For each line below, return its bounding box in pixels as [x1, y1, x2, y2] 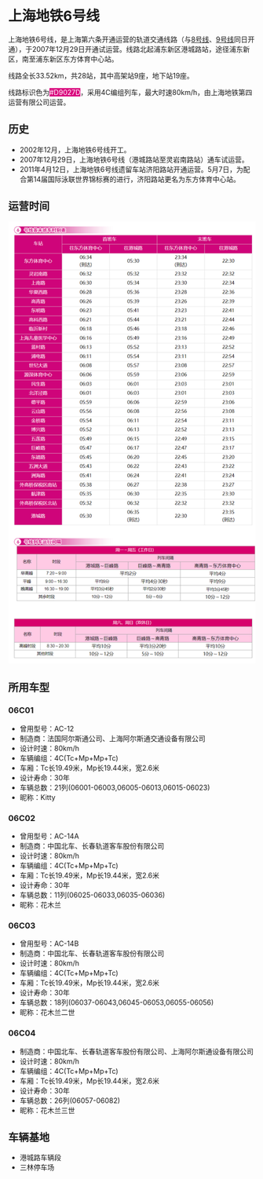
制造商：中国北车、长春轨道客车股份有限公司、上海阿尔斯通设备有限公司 [19, 1046, 254, 1056]
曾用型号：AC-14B [19, 939, 79, 948]
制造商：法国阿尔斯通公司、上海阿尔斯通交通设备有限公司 [19, 733, 206, 743]
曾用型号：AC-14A [19, 831, 80, 841]
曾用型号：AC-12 [19, 724, 75, 733]
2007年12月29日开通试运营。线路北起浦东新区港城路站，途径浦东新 [31, 44, 250, 53]
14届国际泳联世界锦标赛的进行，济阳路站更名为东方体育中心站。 [33, 174, 241, 184]
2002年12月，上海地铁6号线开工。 [19, 144, 131, 154]
